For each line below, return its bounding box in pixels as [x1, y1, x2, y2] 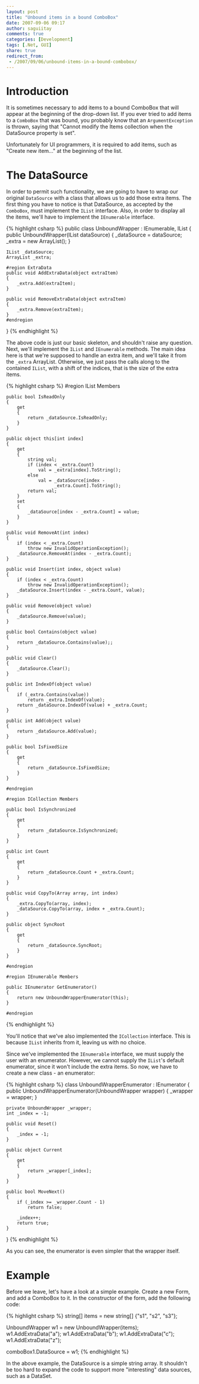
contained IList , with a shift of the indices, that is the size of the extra [6, 365, 179, 372]
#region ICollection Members [6, 796, 79, 802]
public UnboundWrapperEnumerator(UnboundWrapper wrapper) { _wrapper [6, 1087, 194, 1094]
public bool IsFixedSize [6, 744, 68, 750]
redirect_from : [6, 53, 44, 59]
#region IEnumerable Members [6, 974, 79, 980]
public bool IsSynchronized [6, 807, 76, 813]
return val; [27, 488, 58, 494]
